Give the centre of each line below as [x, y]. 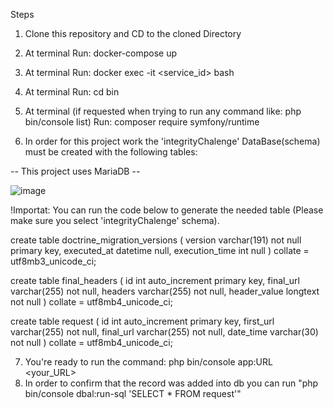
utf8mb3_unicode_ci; [53, 261]
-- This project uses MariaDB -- [75, 171]
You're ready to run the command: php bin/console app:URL [148, 362]
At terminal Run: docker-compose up [101, 53]
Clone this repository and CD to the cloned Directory [133, 33]
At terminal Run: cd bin [72, 92]
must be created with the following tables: [111, 152]
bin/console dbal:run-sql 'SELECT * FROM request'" [133, 393]
